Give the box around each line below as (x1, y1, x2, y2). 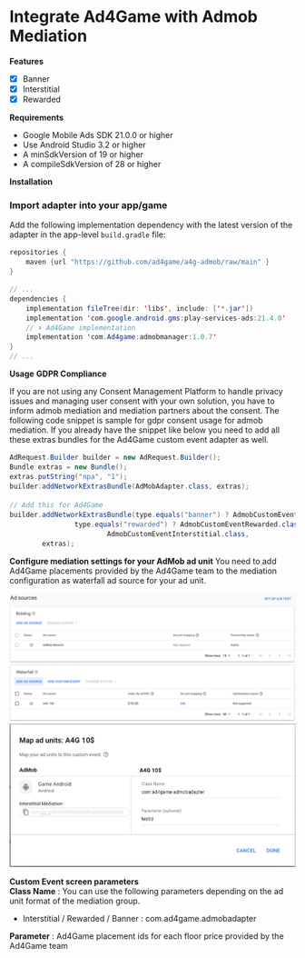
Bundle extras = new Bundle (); (9, 462, 128, 472)
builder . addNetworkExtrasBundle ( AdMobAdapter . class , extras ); (9, 482, 250, 491)
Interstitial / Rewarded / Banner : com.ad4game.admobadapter (22, 913, 257, 923)
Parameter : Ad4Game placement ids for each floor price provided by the (9, 930, 284, 942)
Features (9, 55, 44, 66)
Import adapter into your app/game (9, 199, 168, 212)
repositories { (9, 248, 67, 257)
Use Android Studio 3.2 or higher (22, 139, 147, 151)
